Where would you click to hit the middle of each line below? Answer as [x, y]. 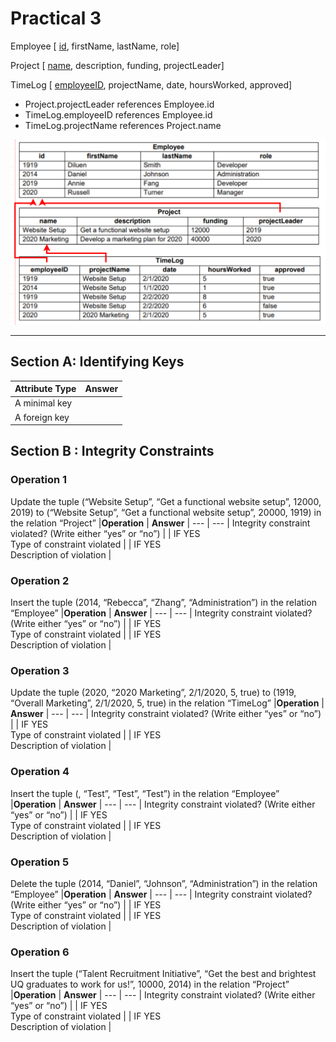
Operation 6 [40, 952]
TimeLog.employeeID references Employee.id [118, 114]
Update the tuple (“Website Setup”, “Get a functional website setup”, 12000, [166, 501]
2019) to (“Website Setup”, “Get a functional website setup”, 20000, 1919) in [166, 512]
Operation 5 [40, 862]
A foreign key [42, 417]
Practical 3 [56, 18]
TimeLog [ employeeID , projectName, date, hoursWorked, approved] [151, 84]
